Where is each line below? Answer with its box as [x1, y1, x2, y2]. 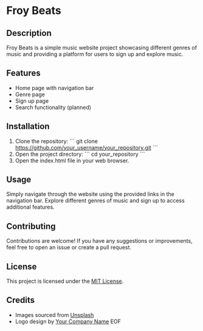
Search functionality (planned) [15, 103, 92, 111]
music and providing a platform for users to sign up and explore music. [6, 51, 184, 58]
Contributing [6, 221, 56, 231]
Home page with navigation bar [15, 84, 94, 91]
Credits [6, 295, 35, 305]
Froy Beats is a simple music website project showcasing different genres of [6, 44, 198, 51]
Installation [6, 121, 50, 131]
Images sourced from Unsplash [15, 311, 94, 318]
